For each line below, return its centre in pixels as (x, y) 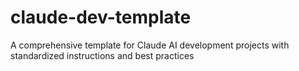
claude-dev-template (101, 17)
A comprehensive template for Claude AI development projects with (150, 45)
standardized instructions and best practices (102, 55)
